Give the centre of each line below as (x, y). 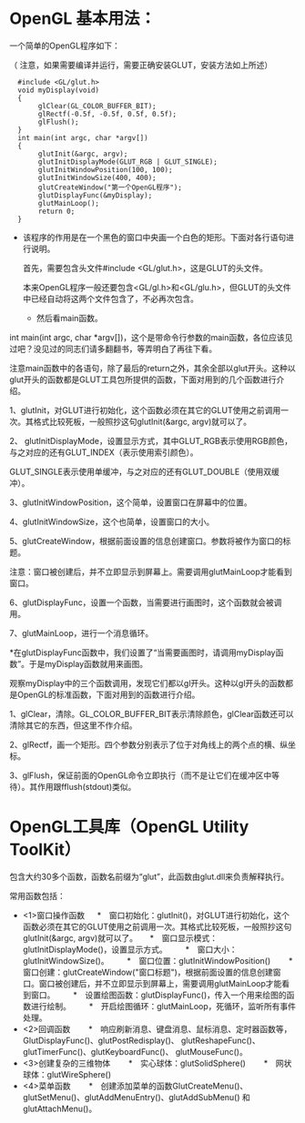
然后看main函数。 (69, 318)
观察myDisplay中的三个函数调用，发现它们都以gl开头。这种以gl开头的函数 (147, 683)
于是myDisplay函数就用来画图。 (88, 663)
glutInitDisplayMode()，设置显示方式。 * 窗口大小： (130, 949)
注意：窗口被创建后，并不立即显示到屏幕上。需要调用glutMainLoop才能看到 (151, 572)
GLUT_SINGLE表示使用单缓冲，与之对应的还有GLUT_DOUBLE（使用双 (141, 471)
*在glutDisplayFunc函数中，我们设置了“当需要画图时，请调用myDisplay (142, 653)
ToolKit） (45, 850)
